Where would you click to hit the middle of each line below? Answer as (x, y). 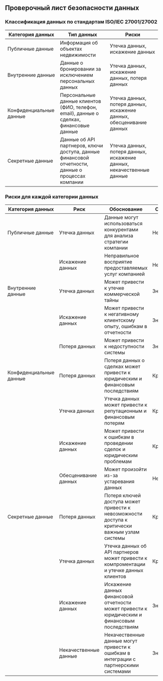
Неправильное (122, 256)
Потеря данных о (124, 360)
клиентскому (120, 320)
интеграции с (120, 659)
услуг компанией (124, 274)
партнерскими (122, 665)
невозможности (123, 514)
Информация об (79, 42)
